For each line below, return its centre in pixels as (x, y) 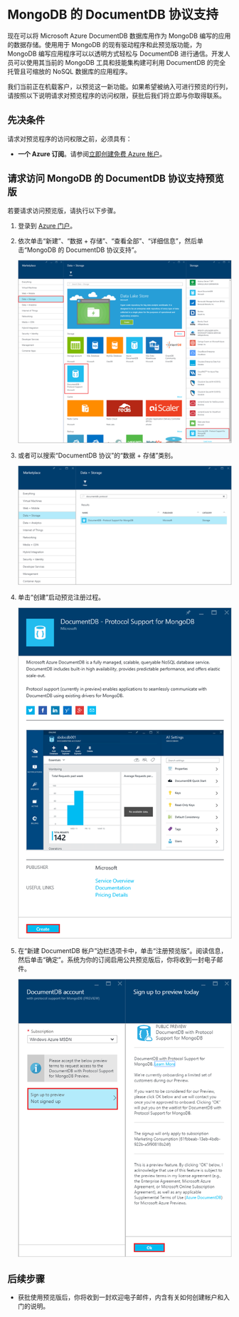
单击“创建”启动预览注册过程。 (61, 597)
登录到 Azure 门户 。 (47, 225)
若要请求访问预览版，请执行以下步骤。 (63, 210)
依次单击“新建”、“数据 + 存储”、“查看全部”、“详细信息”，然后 (107, 240)
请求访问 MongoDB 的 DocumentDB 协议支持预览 (116, 179)
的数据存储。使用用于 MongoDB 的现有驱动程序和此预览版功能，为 (105, 44)
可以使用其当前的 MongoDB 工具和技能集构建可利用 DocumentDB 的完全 (119, 62)
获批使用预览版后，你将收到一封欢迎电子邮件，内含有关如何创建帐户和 (121, 1297)
